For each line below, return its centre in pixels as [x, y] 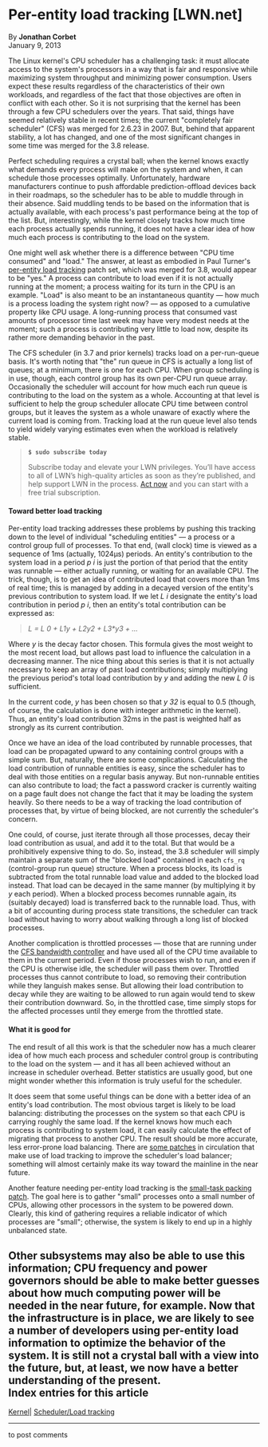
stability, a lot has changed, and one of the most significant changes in [124, 136]
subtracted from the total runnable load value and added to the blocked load [134, 877]
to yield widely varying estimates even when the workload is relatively [123, 429]
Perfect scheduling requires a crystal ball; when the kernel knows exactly [129, 160]
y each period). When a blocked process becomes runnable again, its [122, 894]
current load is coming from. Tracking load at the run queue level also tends [133, 420]
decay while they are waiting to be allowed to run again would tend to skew [132, 994]
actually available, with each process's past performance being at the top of [133, 211]
